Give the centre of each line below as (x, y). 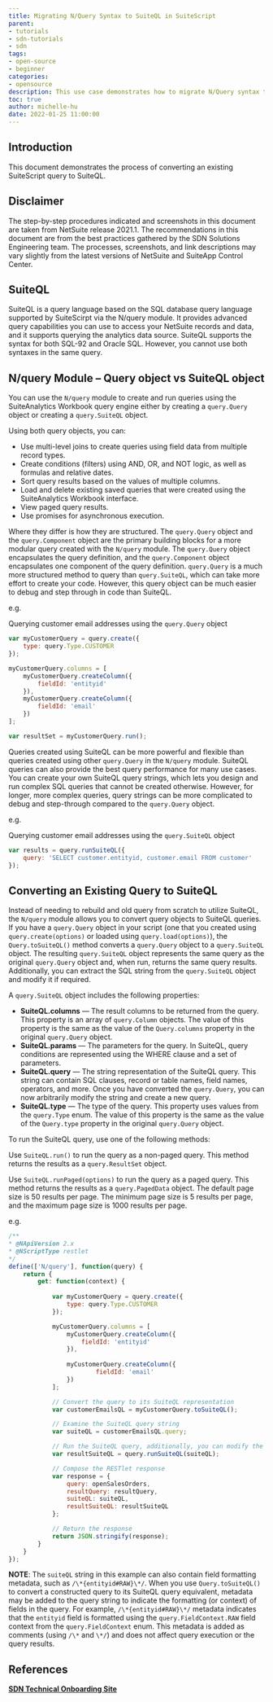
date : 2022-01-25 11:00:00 (54, 115)
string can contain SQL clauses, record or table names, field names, (134, 1081)
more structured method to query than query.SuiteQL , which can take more (134, 575)
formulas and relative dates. (67, 472)
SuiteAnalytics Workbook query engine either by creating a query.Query (128, 406)
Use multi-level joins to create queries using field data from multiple (134, 447)
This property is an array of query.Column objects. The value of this (132, 1020)
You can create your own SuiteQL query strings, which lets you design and (133, 778)
